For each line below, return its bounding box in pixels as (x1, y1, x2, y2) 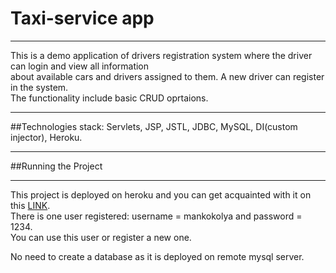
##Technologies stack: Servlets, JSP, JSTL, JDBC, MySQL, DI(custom (10, 120, 298, 132)
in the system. (10, 81, 69, 93)
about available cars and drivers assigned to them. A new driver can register (10, 70, 325, 82)
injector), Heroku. (10, 131, 83, 143)
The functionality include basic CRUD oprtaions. (10, 92, 209, 104)
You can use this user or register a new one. (10, 231, 192, 243)
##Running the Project (10, 160, 103, 172)
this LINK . (10, 199, 51, 211)
